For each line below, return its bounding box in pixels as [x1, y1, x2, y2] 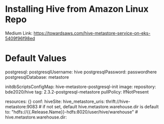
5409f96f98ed [5, 35, 35, 41]
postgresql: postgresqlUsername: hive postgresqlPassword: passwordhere [5, 69, 157, 75]
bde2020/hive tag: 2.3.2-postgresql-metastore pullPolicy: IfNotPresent [5, 89, 149, 94]
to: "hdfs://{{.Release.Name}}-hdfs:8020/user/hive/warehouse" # [5, 109, 138, 115]
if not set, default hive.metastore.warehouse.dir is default [42, 103, 159, 109]
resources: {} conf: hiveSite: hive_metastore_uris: [5, 98, 105, 104]
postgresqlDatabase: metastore [5, 74, 69, 80]
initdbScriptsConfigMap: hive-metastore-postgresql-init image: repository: [5, 84, 156, 90]
